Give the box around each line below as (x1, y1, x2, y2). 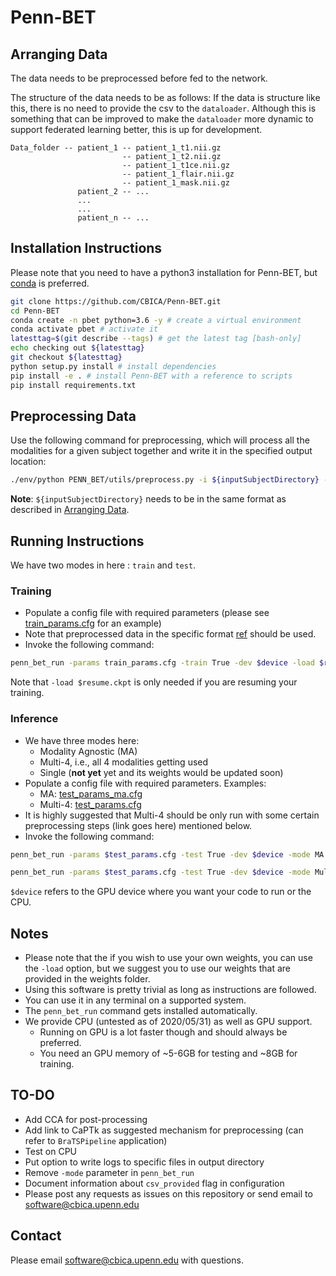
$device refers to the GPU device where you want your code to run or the (10, 886, 312, 898)
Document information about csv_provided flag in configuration (24, 1177, 285, 1189)
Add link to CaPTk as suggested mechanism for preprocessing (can (24, 1124, 304, 1136)
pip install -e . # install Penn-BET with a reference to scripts (10, 371, 293, 381)
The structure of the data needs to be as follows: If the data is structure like (10, 92, 321, 103)
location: (10, 456, 47, 468)
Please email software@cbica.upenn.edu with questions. (10, 1254, 244, 1266)
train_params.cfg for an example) (24, 617, 162, 630)
